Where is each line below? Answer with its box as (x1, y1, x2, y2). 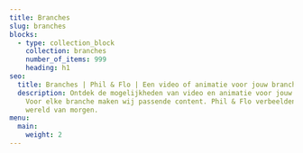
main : (17, 122, 39, 131)
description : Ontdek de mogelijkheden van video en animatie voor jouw (17, 88, 293, 97)
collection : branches (25, 47, 106, 56)
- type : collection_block (17, 38, 115, 48)
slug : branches (9, 22, 67, 31)
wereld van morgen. (25, 105, 99, 114)
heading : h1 (25, 64, 70, 73)
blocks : (9, 30, 39, 39)
